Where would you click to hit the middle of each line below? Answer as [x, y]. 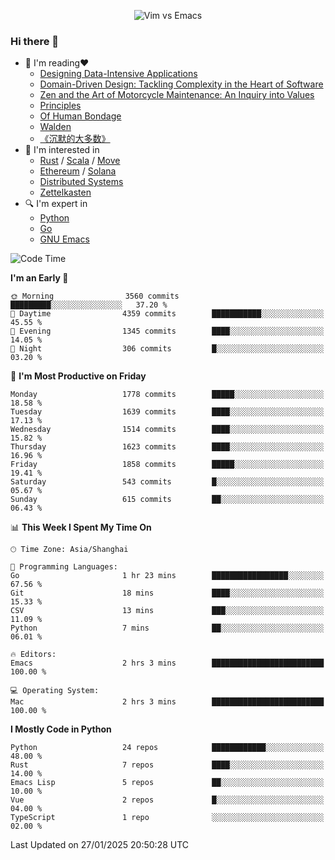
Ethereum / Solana [78, 171]
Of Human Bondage [80, 116]
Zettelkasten [65, 192]
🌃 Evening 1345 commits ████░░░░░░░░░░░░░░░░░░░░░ [167, 331]
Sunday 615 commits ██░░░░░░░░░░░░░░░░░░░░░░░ [167, 500]
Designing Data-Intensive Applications [118, 74]
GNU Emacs [64, 239]
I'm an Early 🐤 [39, 278]
